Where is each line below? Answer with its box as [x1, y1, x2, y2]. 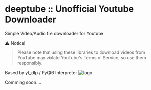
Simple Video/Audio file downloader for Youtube [5, 30, 104, 36]
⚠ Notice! [5, 40, 26, 45]
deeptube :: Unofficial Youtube [5, 3, 134, 15]
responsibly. [17, 60, 43, 66]
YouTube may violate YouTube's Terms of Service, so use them [17, 54, 146, 60]
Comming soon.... [5, 79, 41, 85]
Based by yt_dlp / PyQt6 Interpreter [5, 69, 78, 75]
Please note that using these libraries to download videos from [17, 49, 145, 55]
